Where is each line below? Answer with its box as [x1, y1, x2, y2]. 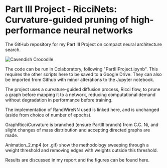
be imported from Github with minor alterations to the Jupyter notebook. [5, 76, 154, 82]
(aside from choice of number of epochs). [5, 111, 92, 118]
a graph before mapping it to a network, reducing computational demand [5, 91, 156, 97]
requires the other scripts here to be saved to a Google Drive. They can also [5, 71, 162, 77]
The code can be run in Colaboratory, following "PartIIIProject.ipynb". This [5, 66, 158, 72]
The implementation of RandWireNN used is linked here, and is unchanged [5, 106, 159, 112]
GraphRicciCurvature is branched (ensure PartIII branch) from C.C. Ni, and [5, 121, 159, 127]
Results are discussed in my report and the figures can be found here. [5, 156, 150, 163]
